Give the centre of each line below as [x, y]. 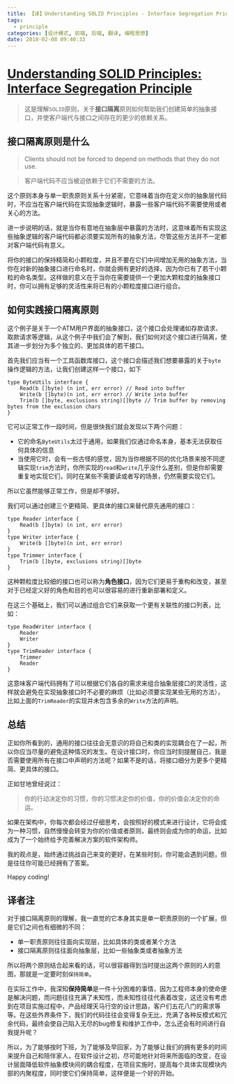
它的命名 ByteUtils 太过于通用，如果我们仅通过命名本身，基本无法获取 [117, 441]
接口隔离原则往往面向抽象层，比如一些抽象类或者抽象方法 [100, 950]
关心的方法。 [25, 212]
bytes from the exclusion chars [54, 407]
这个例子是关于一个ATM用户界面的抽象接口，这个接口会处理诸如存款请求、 [115, 328]
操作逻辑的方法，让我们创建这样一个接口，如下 [74, 369]
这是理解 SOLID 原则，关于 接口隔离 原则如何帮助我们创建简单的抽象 [117, 109]
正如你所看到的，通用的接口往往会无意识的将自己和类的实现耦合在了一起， [114, 743]
